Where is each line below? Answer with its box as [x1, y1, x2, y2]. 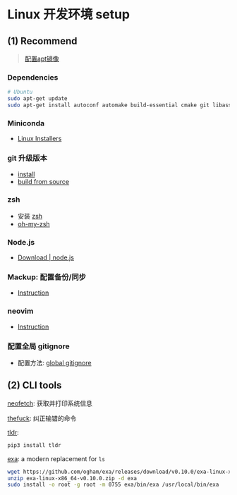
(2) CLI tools [7, 379, 62, 391]
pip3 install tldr [7, 441, 61, 448]
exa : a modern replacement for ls [7, 454, 106, 463]
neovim [7, 306, 34, 316]
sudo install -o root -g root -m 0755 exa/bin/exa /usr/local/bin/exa [7, 481, 219, 489]
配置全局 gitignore [7, 341, 71, 351]
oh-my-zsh [17, 219, 51, 228]
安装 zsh [17, 212, 43, 220]
